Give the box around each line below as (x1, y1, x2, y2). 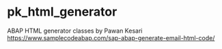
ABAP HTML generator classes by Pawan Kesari (7, 27, 143, 35)
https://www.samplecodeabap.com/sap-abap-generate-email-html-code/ (7, 33, 215, 42)
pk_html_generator (7, 4, 117, 20)
